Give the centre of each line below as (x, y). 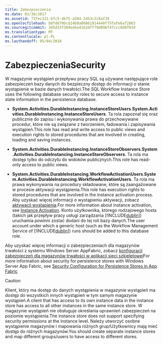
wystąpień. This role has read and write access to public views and (78, 129)
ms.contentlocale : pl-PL (30, 37)
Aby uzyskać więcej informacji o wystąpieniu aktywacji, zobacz (75, 200)
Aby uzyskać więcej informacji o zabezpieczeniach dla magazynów (72, 245)
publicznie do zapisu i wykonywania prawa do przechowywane (75, 119)
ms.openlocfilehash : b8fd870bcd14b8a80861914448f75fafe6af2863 (70, 23)
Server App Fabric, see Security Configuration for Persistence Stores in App (81, 266)
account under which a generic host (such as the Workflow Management (85, 225)
